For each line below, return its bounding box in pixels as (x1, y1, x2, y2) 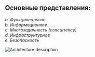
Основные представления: (5, 4, 91, 12)
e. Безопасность (5, 37, 40, 43)
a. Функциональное (5, 16, 46, 22)
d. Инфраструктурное (5, 32, 50, 38)
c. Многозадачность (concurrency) (5, 27, 77, 33)
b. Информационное (5, 22, 47, 28)
